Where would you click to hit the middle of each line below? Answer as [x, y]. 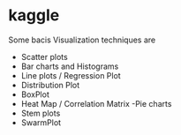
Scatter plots [44, 56]
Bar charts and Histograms [70, 66]
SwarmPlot [41, 122]
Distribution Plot [50, 85]
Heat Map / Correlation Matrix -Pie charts [96, 103]
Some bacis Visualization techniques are [82, 40]
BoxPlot [35, 94]
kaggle [34, 15]
